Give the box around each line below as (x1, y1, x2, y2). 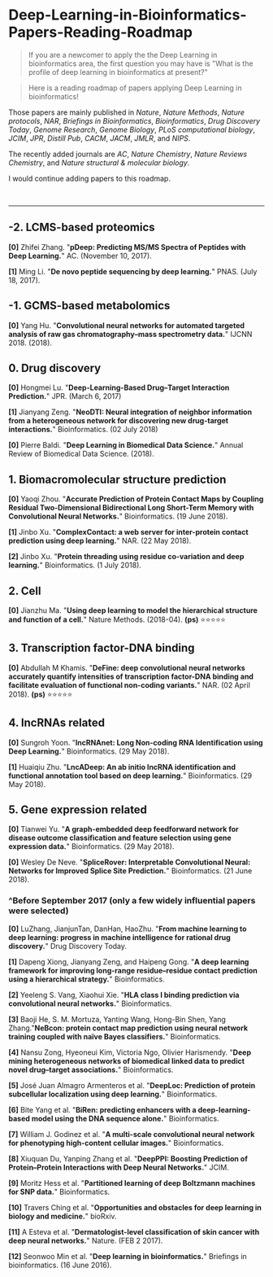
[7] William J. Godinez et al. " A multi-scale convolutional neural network (8, 1129, 255, 1139)
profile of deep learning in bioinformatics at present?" (28, 67, 209, 77)
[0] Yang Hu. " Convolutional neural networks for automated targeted (8, 320, 245, 330)
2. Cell (8, 584, 41, 597)
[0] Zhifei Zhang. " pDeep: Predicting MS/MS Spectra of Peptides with (8, 242, 246, 251)
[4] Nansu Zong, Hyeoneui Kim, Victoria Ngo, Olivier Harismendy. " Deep (8, 1047, 252, 1057)
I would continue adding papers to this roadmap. (8, 173, 171, 183)
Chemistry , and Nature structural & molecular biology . (8, 157, 190, 168)
